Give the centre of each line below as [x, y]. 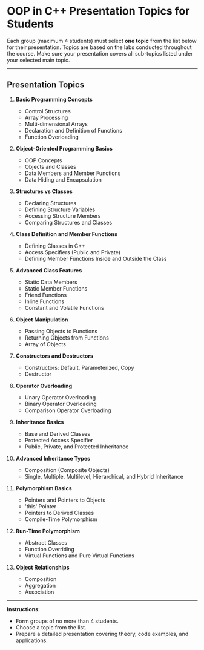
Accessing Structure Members [63, 215]
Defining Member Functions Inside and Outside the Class [96, 258]
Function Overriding [50, 549]
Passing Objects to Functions [61, 331]
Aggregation [40, 585]
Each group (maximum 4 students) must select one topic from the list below [102, 41]
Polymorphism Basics [44, 488]
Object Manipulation [42, 320]
